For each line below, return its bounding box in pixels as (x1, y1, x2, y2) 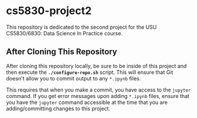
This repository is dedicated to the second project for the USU (6, 23, 157, 31)
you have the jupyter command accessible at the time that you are (6, 99, 168, 106)
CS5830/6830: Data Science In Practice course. (6, 29, 123, 36)
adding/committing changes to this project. (6, 104, 111, 112)
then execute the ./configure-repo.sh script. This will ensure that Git (6, 69, 173, 76)
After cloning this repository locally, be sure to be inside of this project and (6, 62, 187, 69)
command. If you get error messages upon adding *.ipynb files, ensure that (6, 92, 190, 99)
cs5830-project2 (6, 4, 92, 18)
